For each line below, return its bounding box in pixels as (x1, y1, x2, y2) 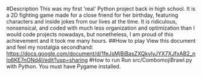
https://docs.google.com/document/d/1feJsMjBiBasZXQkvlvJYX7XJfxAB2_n (6, 50, 196, 57)
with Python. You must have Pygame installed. (6, 63, 121, 70)
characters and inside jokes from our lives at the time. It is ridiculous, (6, 18, 177, 25)
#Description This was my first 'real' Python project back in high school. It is (6, 5, 196, 12)
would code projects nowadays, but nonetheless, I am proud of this (6, 31, 174, 38)
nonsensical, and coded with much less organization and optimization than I (6, 24, 195, 31)
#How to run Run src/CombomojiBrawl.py (89, 57, 192, 63)
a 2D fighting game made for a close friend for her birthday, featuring (6, 11, 178, 19)
